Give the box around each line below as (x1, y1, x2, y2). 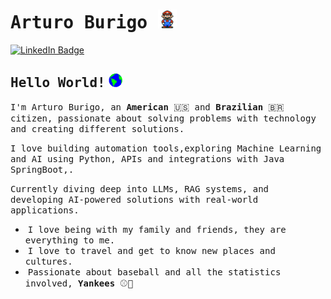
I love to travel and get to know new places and (27, 245, 276, 256)
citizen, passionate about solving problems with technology (10, 112, 317, 124)
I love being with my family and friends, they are (27, 224, 287, 235)
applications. (10, 204, 80, 216)
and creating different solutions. (10, 123, 185, 134)
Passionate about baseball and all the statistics (27, 266, 282, 278)
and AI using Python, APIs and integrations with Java (10, 153, 285, 164)
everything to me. (24, 234, 116, 246)
